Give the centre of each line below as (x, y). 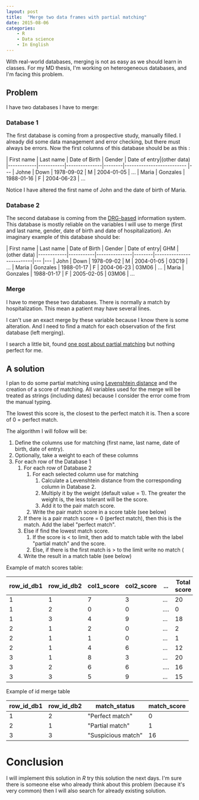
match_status (115, 706)
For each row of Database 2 (57, 468)
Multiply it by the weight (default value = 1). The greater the (113, 493)
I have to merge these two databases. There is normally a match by (88, 302)
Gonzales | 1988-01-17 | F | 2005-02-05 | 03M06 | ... (70, 274)
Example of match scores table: (45, 568)
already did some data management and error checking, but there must (93, 141)
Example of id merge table (38, 691)
